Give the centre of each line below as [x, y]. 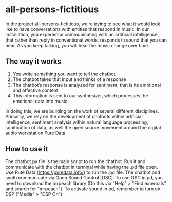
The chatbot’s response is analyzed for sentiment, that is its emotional [87, 85]
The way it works [33, 62]
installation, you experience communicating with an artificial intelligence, [82, 34]
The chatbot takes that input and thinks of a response [69, 79]
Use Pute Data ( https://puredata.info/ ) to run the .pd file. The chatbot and [83, 172]
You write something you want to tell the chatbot [64, 74]
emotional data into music [40, 101]
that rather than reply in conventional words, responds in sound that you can [86, 40]
